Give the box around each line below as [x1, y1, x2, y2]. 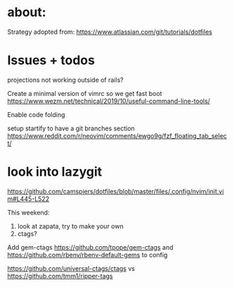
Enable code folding [7, 110, 65, 118]
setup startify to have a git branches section [7, 124, 135, 133]
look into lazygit [7, 164, 103, 180]
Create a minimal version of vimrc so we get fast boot [7, 89, 162, 97]
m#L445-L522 [7, 195, 50, 203]
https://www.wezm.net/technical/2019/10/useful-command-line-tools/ [7, 97, 211, 105]
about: [7, 4, 47, 20]
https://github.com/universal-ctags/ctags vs [7, 264, 136, 272]
